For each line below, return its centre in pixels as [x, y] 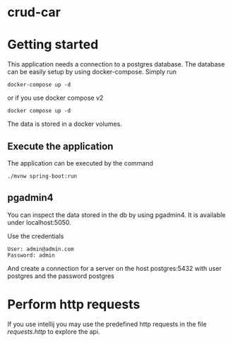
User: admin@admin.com [41, 249]
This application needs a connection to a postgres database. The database [116, 64]
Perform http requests [74, 304]
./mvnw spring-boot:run [42, 176]
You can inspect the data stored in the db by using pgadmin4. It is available [116, 215]
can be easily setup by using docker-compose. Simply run [92, 72]
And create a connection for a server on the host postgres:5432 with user [115, 268]
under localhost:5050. [40, 222]
